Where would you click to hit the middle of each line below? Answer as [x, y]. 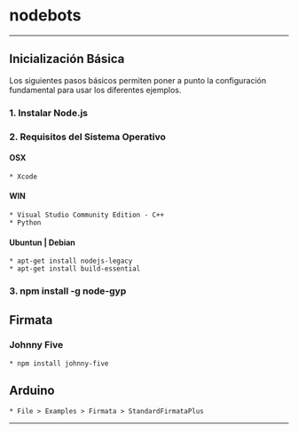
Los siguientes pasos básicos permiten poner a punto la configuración [138, 80]
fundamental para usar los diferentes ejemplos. [95, 90]
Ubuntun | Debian [42, 242]
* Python [25, 223]
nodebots [45, 16]
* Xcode [24, 177]
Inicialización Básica [67, 59]
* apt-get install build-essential [75, 269]
